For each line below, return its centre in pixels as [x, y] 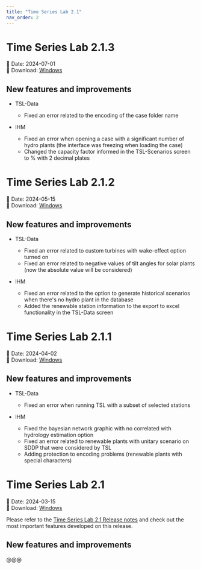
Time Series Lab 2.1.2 [61, 182]
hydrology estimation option [59, 435]
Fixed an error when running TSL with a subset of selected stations [107, 405]
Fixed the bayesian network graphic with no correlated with [97, 428]
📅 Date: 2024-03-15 [31, 501]
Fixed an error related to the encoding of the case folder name [101, 116]
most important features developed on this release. [70, 526]
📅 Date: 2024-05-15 [31, 199]
